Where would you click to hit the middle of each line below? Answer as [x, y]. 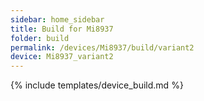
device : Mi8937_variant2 [62, 57]
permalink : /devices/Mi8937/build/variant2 [102, 47]
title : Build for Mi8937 [62, 29]
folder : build [40, 38]
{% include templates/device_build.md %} [97, 85]
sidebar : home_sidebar [57, 19]
